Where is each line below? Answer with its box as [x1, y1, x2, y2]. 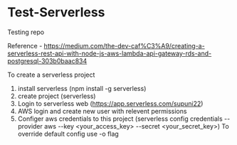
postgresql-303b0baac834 [7, 56, 88, 65]
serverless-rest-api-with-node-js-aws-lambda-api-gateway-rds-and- [7, 49, 212, 58]
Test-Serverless [7, 4, 105, 21]
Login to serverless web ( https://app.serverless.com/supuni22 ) [17, 99, 204, 107]
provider [17, 122, 43, 130]
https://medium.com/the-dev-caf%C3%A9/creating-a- [43, 41, 205, 50]
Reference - [7, 41, 43, 50]
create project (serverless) [17, 92, 96, 100]
